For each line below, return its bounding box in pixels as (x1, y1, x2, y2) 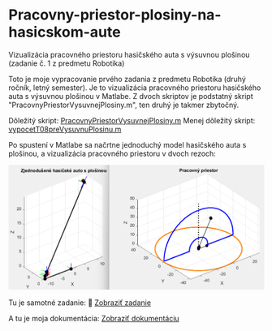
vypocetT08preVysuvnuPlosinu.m (8, 124, 122, 134)
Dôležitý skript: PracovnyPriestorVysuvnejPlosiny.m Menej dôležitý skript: (8, 115, 256, 125)
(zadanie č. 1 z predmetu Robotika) (8, 58, 125, 68)
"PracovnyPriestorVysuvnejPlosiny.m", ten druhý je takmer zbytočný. (8, 100, 240, 110)
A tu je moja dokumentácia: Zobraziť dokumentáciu (8, 313, 180, 323)
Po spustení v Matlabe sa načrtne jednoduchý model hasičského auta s (8, 140, 247, 149)
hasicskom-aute (8, 23, 121, 41)
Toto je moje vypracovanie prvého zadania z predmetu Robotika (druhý (8, 74, 246, 84)
